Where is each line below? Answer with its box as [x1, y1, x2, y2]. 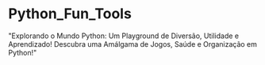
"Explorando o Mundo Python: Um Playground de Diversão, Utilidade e [8, 31, 240, 40]
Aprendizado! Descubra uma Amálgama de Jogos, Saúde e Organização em [8, 39, 258, 48]
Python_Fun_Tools [8, 5, 132, 23]
